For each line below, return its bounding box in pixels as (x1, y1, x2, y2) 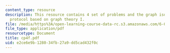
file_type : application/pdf (5, 26, 65, 31)
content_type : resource (5, 7, 56, 13)
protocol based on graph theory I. (10, 17, 85, 22)
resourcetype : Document (5, 31, 56, 36)
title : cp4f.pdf (5, 36, 39, 41)
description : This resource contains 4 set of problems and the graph (5, 12, 157, 17)
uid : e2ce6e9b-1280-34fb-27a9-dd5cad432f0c (5, 40, 99, 45)
